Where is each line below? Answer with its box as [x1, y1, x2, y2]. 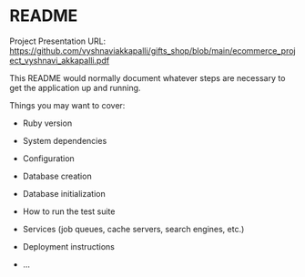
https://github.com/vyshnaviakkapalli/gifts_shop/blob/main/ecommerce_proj [9, 45, 296, 56]
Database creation [22, 170, 93, 181]
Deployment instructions [22, 241, 116, 251]
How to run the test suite [22, 206, 116, 217]
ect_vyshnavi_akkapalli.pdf [9, 55, 110, 66]
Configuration [22, 152, 75, 164]
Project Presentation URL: [9, 36, 107, 46]
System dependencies [22, 135, 107, 146]
